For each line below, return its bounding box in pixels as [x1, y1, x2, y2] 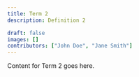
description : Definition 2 [7, 17, 86, 24]
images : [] [7, 36, 39, 43]
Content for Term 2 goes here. [7, 62, 95, 70]
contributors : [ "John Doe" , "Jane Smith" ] [7, 43, 133, 50]
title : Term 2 [7, 10, 49, 17]
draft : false [7, 29, 45, 36]
